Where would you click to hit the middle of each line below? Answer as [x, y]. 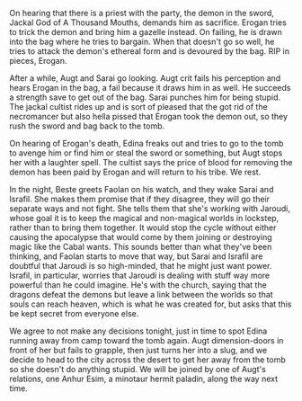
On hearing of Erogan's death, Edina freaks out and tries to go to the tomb [147, 143]
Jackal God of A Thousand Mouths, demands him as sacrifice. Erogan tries [148, 22]
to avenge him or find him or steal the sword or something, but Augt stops [146, 153]
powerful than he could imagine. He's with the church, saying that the [138, 285]
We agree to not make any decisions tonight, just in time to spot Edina [138, 331]
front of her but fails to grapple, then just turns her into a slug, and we [138, 350]
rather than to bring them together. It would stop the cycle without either [143, 227]
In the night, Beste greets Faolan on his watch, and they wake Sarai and [142, 189]
